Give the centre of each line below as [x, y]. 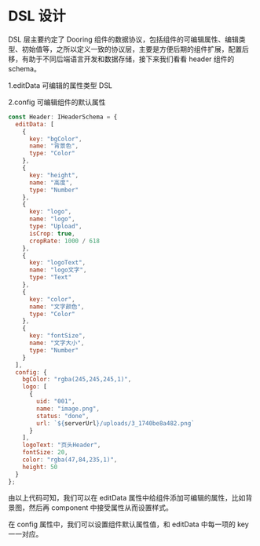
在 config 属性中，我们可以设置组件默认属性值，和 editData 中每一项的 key [128, 524]
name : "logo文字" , [58, 270]
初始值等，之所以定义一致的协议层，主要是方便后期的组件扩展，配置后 [135, 49]
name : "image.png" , [68, 409]
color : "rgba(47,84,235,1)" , [70, 460]
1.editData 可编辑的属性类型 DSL [60, 85]
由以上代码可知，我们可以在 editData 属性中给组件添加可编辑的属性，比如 [127, 497]
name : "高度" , [51, 182]
